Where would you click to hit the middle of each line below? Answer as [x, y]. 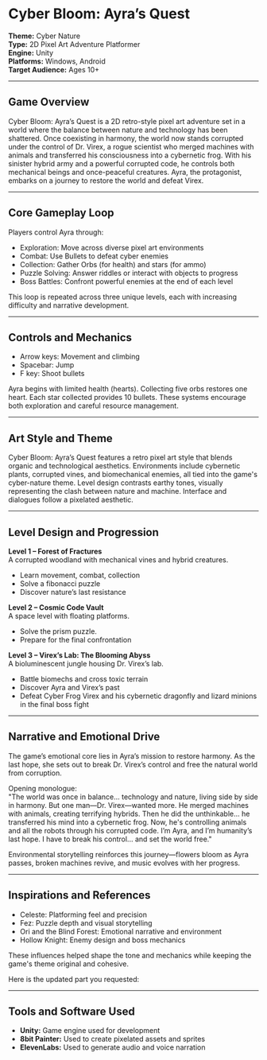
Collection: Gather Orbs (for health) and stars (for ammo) [113, 264]
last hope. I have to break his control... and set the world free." [110, 839]
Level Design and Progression [83, 532]
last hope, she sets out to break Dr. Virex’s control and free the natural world [133, 764]
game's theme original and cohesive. [69, 964]
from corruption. [35, 773]
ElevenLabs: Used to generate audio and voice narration [112, 1047]
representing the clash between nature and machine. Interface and [118, 491]
